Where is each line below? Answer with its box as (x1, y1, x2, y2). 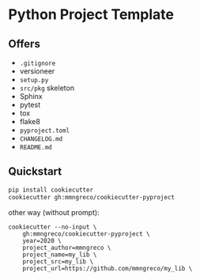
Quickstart (8, 165, 62, 179)
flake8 (19, 117, 41, 126)
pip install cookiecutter (8, 186, 93, 194)
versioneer (19, 66, 55, 76)
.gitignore (19, 59, 56, 67)
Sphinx (19, 92, 43, 100)
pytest (19, 100, 41, 109)
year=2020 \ (22, 236, 62, 244)
